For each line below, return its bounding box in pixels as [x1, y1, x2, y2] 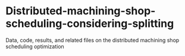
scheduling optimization [5, 43, 65, 50]
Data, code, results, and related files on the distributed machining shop [5, 36, 180, 43]
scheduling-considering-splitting [5, 17, 174, 30]
